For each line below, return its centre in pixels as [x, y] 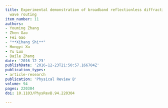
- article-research [25, 75]
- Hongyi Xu [17, 47]
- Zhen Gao [16, 33]
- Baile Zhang [20, 56]
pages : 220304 [20, 88]
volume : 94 [16, 84]
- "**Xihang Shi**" [25, 42]
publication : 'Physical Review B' [41, 79]
